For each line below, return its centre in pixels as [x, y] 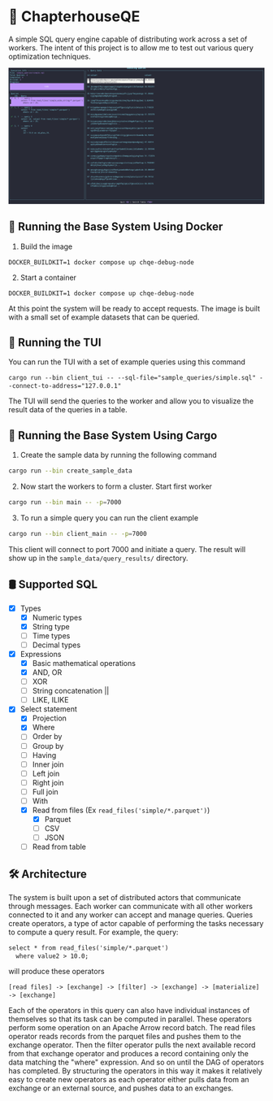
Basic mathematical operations [84, 663]
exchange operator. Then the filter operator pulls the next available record [132, 1045]
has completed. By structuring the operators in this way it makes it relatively [135, 1071]
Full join [45, 791]
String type [51, 626]
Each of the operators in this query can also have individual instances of [129, 1011]
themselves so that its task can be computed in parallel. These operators [130, 1019]
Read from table [59, 847]
